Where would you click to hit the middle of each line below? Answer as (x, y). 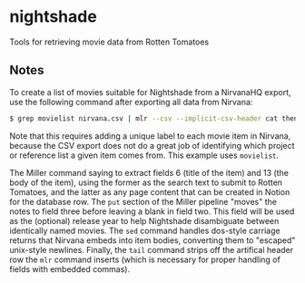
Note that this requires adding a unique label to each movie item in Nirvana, (150, 136)
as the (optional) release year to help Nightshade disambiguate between (144, 220)
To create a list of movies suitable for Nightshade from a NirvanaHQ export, (151, 92)
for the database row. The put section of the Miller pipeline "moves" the (143, 201)
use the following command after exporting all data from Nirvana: (131, 102)
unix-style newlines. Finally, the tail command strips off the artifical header (151, 249)
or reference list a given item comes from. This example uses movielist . (144, 155)
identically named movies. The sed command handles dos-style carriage (145, 230)
